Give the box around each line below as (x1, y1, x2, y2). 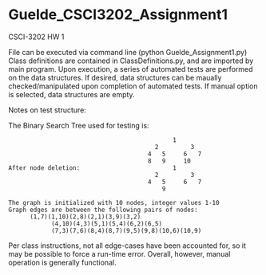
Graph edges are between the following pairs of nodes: (8, 206, 198, 214)
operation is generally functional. (8, 257, 117, 267)
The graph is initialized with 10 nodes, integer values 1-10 (8, 198, 220, 206)
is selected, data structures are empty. (8, 89, 135, 99)
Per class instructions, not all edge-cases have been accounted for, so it (8, 241, 246, 250)
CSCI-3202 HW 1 (8, 32, 65, 41)
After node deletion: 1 (8, 163, 177, 172)
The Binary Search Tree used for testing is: (8, 120, 149, 130)
